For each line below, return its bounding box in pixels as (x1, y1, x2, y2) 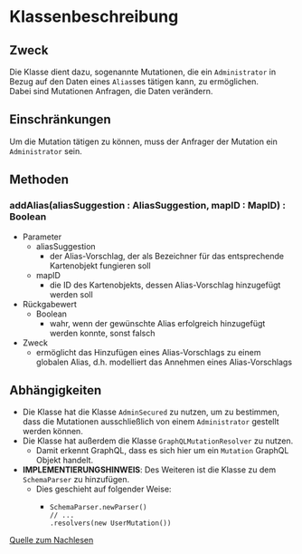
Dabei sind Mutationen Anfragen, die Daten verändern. (9, 86, 213, 96)
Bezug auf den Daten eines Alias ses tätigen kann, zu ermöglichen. (9, 76, 260, 87)
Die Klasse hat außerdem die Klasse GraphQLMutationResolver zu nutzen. (22, 435, 294, 446)
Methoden (9, 172, 70, 188)
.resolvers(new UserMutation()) (49, 519, 172, 528)
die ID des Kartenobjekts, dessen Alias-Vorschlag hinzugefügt (49, 279, 281, 290)
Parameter (22, 231, 62, 242)
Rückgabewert (22, 298, 77, 309)
